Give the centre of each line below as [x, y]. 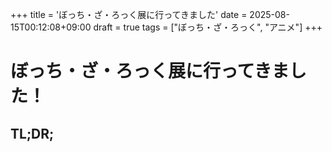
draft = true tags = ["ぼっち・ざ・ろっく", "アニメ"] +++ [208, 27]
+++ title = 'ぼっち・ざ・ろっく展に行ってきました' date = [129, 14]
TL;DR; [32, 133]
